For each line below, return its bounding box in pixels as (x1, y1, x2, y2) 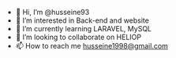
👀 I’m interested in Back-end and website (15, 16, 150, 25)
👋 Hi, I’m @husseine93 (15, 8, 90, 16)
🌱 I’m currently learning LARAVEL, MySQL (15, 24, 152, 33)
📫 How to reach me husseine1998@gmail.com (15, 42, 168, 50)
